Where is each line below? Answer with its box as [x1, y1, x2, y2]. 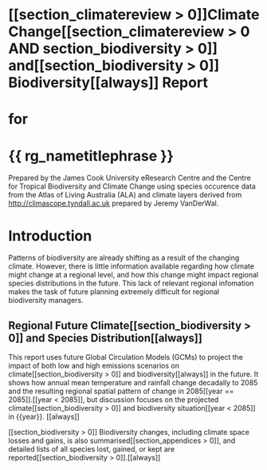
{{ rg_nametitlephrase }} [8, 146, 174, 165]
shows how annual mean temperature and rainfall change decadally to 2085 [8, 378, 258, 388]
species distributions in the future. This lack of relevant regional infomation [8, 278, 254, 289]
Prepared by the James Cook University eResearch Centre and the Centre [8, 173, 251, 183]
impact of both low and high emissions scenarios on [8, 361, 179, 371]
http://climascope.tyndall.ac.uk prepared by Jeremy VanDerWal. [8, 198, 219, 209]
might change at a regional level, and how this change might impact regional [8, 270, 259, 280]
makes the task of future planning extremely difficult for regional [8, 287, 220, 297]
